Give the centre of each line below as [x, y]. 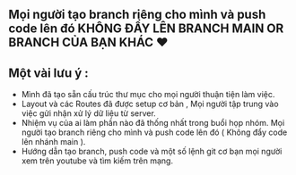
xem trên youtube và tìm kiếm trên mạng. [97, 161]
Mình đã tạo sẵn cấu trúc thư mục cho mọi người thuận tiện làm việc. [148, 95]
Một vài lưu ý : [48, 73]
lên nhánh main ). [53, 142]
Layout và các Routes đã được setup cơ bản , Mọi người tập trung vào [150, 104]
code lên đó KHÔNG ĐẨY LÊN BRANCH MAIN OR [146, 29]
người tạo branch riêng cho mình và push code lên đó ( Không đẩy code [154, 132]
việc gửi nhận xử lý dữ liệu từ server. [88, 113]
